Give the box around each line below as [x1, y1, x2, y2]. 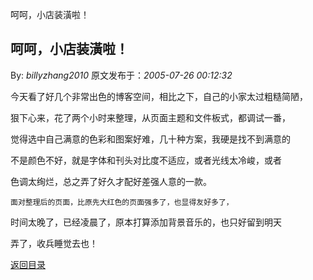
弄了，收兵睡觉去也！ [10, 237, 98, 249]
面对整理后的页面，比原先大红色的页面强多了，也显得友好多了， [10, 197, 234, 207]
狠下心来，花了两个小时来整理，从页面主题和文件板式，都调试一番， [10, 111, 291, 123]
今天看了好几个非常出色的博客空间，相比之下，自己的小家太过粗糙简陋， [10, 90, 308, 102]
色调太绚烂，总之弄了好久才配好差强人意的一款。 [10, 175, 212, 187]
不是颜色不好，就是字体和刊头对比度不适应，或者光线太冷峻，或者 [10, 154, 282, 166]
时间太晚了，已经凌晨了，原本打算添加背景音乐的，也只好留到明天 [10, 216, 282, 228]
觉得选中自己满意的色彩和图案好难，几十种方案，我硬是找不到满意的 [10, 133, 291, 145]
